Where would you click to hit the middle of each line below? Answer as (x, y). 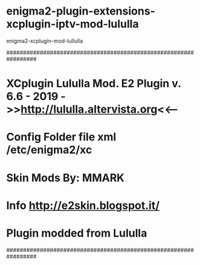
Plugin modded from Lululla (77, 233)
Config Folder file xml (61, 137)
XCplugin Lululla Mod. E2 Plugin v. (94, 84)
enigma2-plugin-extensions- (81, 11)
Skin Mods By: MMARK (66, 178)
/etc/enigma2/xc (49, 150)
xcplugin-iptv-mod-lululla (73, 24)
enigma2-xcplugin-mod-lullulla (45, 41)
